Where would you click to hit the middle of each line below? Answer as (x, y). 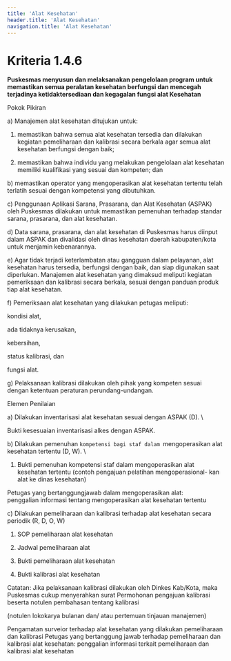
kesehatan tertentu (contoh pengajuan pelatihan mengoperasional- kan (118, 472)
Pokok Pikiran (27, 108)
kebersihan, (24, 343)
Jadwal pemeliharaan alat (53, 548)
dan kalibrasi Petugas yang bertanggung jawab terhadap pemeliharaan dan (114, 637)
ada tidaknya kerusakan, (42, 329)
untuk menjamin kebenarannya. (52, 247)
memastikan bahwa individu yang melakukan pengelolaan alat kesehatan (121, 162)
